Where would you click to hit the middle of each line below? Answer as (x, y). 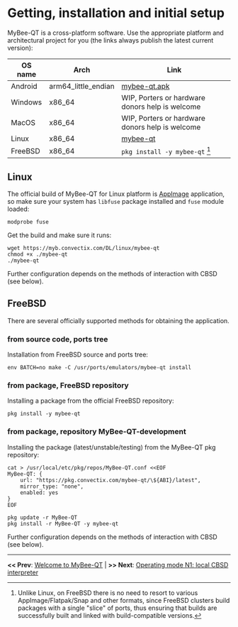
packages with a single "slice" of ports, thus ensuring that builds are (117, 608)
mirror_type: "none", (52, 486)
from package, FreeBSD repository (68, 386)
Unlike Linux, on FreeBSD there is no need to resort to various (108, 593)
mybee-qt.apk (146, 86)
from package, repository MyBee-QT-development (97, 432)
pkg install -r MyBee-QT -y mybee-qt (63, 523)
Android (24, 86)
